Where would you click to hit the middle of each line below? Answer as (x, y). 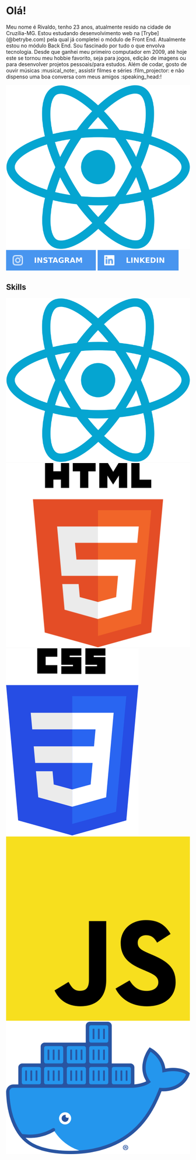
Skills (16, 287)
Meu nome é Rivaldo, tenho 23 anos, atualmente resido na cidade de (89, 27)
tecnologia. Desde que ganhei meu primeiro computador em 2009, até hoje (97, 51)
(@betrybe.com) (26, 39)
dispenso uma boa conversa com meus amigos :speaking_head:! (84, 77)
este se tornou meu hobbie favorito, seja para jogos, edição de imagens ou (96, 58)
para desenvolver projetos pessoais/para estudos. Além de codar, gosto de (97, 64)
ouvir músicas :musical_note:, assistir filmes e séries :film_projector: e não (95, 70)
